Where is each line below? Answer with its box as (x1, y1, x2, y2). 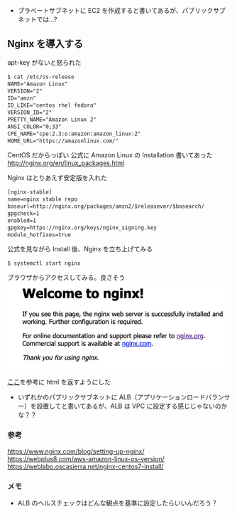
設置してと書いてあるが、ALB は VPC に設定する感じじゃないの (36, 402, 221, 411)
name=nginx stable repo (7, 195, 78, 203)
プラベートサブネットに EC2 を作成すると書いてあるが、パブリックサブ (17, 6, 226, 14)
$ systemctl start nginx (7, 259, 81, 267)
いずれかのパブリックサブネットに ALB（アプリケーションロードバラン (17, 393, 225, 402)
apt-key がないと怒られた (7, 58, 82, 66)
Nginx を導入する (7, 38, 84, 50)
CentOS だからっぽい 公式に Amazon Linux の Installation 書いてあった (7, 150, 213, 159)
